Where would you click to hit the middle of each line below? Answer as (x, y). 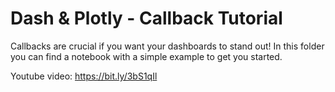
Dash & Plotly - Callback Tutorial (146, 18)
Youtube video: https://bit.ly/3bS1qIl (84, 76)
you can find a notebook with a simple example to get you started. (146, 56)
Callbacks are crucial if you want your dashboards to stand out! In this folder (167, 46)
